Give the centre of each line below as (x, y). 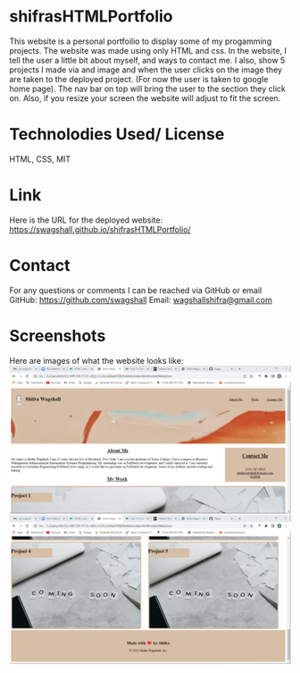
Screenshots (58, 336)
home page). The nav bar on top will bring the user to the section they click (147, 88)
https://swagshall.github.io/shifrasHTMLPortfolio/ (100, 229)
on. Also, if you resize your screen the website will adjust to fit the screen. (145, 98)
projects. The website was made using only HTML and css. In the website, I (148, 50)
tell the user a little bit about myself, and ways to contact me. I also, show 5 (147, 60)
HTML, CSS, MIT (40, 159)
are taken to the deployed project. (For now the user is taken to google (139, 79)
